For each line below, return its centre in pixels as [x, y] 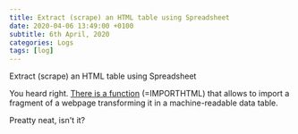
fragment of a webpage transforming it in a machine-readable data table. [144, 103]
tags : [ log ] [31, 51]
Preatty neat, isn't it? [47, 121]
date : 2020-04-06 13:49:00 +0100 [72, 26]
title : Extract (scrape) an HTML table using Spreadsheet [119, 17]
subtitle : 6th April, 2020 [60, 34]
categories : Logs [42, 42]
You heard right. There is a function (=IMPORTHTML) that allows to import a [149, 94]
